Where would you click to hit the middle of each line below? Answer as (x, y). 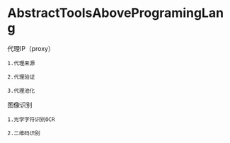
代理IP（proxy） (31, 48)
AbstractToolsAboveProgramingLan (116, 13)
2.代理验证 (21, 77)
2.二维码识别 (24, 133)
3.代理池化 (21, 91)
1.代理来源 (21, 63)
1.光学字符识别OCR (31, 119)
